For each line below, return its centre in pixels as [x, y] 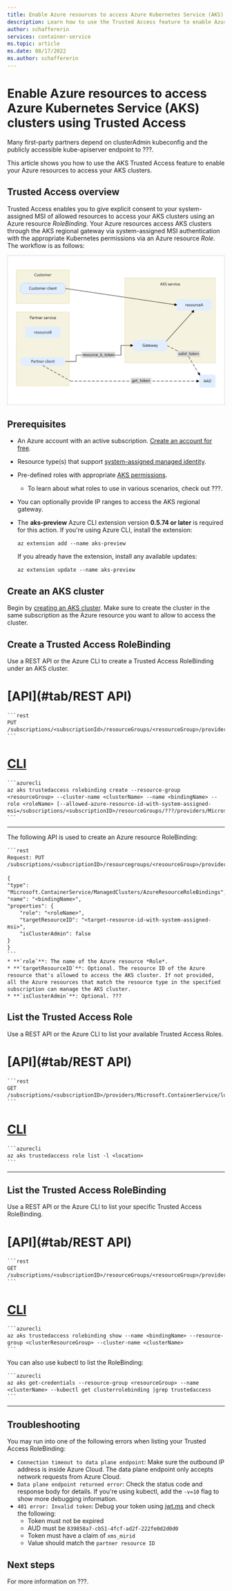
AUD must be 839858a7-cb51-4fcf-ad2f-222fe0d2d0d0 [103, 1528]
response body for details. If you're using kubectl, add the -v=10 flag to [118, 1491]
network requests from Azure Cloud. [69, 1477]
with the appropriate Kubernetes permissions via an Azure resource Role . [111, 238]
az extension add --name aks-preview [71, 543]
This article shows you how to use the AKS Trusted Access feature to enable [116, 163]
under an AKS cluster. [38, 669]
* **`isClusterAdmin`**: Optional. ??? [65, 996]
